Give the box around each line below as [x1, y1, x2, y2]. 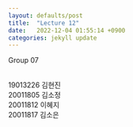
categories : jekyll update [8, 33, 97, 42]
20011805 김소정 [8, 90, 61, 100]
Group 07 [8, 56, 40, 65]
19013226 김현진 [8, 80, 61, 90]
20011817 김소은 [8, 110, 59, 120]
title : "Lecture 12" [8, 19, 80, 27]
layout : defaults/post [8, 11, 83, 20]
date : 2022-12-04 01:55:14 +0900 [8, 26, 126, 34]
